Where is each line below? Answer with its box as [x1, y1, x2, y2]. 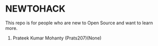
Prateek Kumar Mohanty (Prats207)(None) [12, 35, 102, 41]
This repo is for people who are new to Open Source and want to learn [5, 20, 153, 26]
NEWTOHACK [5, 3, 66, 15]
